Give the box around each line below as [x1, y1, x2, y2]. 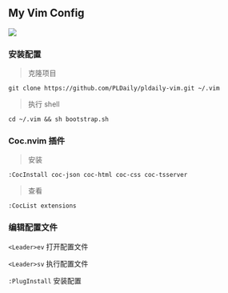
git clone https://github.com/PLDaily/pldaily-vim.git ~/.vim [8, 84, 220, 93]
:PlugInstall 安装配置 [8, 275, 82, 285]
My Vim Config [8, 6, 85, 20]
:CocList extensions [8, 202, 78, 211]
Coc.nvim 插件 [8, 135, 66, 146]
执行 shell [27, 99, 60, 109]
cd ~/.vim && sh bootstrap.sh [8, 115, 110, 123]
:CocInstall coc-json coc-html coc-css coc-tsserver [8, 171, 188, 179]
